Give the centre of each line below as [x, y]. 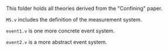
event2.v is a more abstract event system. [56, 42]
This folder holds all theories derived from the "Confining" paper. [84, 8]
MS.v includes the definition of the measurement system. [74, 19]
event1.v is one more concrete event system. [61, 31]
